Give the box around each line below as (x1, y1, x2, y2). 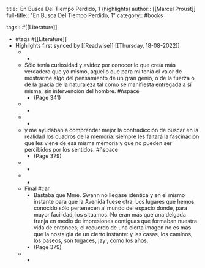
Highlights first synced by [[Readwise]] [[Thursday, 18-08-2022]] (15, 42, 180, 49)
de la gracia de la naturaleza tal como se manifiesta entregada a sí (24, 81, 192, 88)
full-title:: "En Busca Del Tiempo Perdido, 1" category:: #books (6, 12, 163, 19)
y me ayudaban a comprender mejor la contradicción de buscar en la (24, 127, 199, 133)
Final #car (24, 185, 50, 192)
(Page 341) (33, 94, 61, 101)
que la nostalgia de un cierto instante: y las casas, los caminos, (33, 231, 193, 237)
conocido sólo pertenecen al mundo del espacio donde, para (33, 204, 188, 212)
